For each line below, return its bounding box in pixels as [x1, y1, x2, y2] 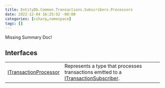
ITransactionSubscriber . [64, 75, 120, 82]
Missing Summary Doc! [5, 34, 53, 40]
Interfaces [5, 49, 38, 57]
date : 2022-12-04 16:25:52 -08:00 [5, 12, 76, 17]
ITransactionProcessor [7, 69, 60, 76]
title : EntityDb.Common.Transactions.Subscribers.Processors [5, 7, 133, 12]
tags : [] [5, 21, 23, 26]
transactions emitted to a [64, 69, 122, 76]
